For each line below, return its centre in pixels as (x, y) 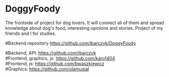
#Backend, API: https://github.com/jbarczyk (51, 53)
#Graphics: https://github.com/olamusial (47, 69)
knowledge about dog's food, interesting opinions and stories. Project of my (84, 28)
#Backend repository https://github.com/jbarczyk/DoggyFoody (71, 43)
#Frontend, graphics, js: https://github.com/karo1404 (60, 58)
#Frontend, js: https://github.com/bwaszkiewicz (55, 63)
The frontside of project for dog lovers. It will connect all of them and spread (84, 23)
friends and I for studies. (31, 33)
